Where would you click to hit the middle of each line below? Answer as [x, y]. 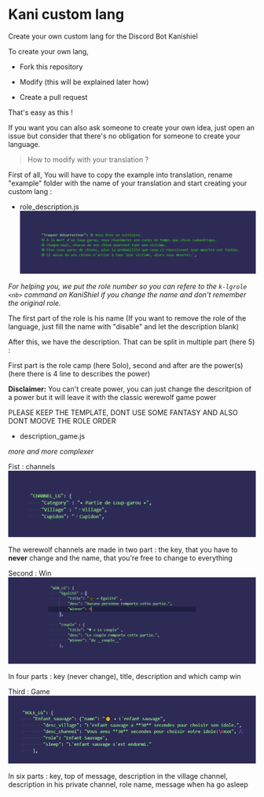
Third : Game [29, 692]
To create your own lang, [48, 51]
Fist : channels [32, 467]
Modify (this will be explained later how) [84, 82]
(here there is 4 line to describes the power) [79, 374]
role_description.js [49, 207]
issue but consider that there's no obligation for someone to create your [125, 136]
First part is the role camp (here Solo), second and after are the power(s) [126, 365]
